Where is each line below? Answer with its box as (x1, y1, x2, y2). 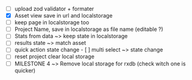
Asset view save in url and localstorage (14, 12, 113, 19)
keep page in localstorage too (14, 19, 89, 26)
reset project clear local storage (14, 53, 95, 60)
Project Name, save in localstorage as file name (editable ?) (14, 25, 163, 33)
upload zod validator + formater (14, 5, 95, 12)
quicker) (14, 67, 36, 74)
